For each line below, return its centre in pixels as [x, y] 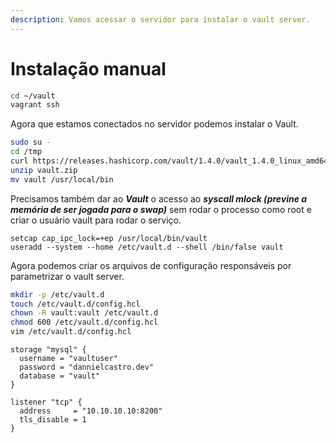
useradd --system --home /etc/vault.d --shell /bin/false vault [147, 247]
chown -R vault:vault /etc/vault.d [84, 313]
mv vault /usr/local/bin [62, 179]
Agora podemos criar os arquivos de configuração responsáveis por [151, 265]
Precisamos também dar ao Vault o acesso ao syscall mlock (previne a [159, 198]
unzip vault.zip [44, 170]
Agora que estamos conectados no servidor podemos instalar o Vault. [154, 124]
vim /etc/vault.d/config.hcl [71, 332]
